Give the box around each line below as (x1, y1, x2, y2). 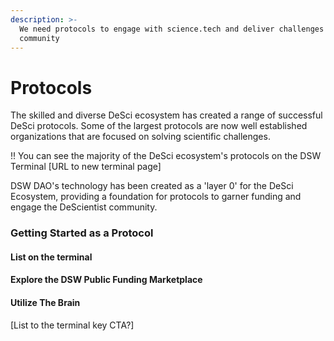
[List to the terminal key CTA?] (10, 319, 135, 331)
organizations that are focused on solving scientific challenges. (10, 131, 271, 143)
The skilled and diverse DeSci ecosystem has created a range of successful (10, 109, 323, 121)
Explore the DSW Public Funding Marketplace (10, 274, 203, 286)
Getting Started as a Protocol (10, 226, 154, 240)
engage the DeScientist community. (10, 201, 158, 213)
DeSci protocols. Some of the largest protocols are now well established (10, 120, 308, 132)
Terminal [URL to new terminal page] (10, 161, 162, 173)
